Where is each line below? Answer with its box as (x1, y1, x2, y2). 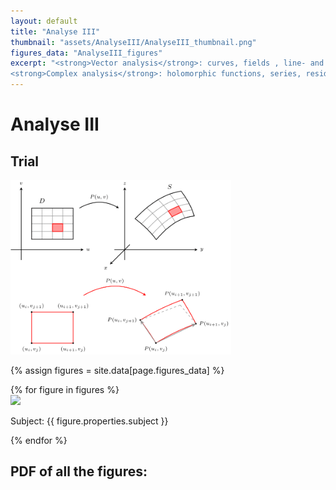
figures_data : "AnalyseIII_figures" (10, 48, 163, 58)
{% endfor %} (10, 434, 68, 446)
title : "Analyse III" (10, 26, 101, 37)
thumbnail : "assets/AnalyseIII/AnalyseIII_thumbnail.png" (10, 37, 257, 47)
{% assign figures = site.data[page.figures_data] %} (10, 364, 225, 376)
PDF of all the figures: (10, 463, 148, 480)
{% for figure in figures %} (10, 383, 120, 395)
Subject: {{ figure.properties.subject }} (10, 415, 169, 427)
